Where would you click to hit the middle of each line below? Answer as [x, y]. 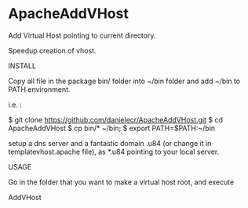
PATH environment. [39, 89]
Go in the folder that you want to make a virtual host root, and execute [121, 182]
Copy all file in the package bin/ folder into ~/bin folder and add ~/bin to [124, 81]
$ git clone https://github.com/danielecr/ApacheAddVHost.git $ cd [116, 119]
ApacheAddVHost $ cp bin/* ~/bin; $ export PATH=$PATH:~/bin [112, 128]
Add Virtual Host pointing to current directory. [82, 35]
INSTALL [22, 66]
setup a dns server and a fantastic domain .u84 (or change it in [110, 143]
